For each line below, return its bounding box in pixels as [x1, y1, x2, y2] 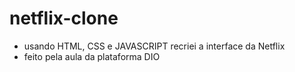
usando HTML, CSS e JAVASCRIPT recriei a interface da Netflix [23, 40, 286, 52]
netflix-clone [9, 7, 119, 30]
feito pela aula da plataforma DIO [23, 50, 161, 62]
